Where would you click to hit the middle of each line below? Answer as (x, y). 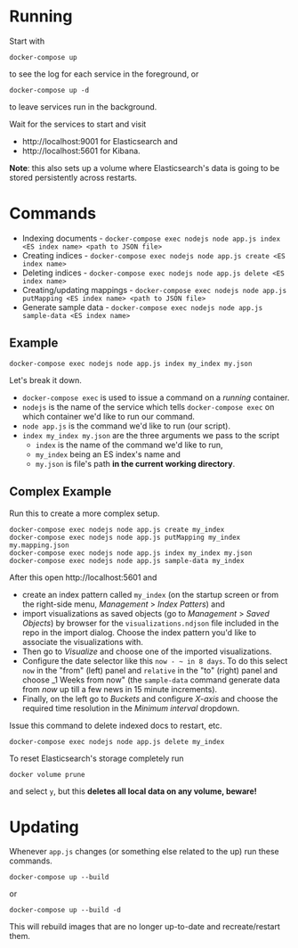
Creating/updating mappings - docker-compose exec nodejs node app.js (154, 290)
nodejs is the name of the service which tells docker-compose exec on (148, 406)
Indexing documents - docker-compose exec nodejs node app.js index (151, 238)
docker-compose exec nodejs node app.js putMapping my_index (125, 537)
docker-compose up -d (49, 90)
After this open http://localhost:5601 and (83, 577)
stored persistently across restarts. (73, 177)
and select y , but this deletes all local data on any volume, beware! (133, 791)
